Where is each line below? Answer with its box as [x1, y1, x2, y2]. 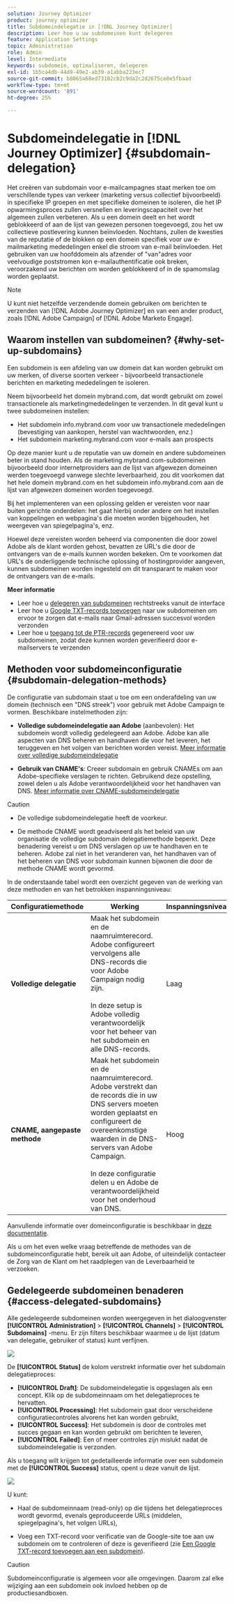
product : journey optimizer [7, 17, 89, 24]
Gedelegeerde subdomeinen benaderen [7, 1284, 184, 1297]
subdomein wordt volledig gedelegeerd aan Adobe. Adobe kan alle [17, 728, 209, 737]
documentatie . [7, 1228, 49, 1237]
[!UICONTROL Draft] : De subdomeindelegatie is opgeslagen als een [17, 1384, 213, 1392]
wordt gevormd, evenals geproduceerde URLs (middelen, [17, 1511, 182, 1520]
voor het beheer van [90, 1026, 157, 1036]
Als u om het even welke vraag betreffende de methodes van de [7, 1242, 192, 1251]
